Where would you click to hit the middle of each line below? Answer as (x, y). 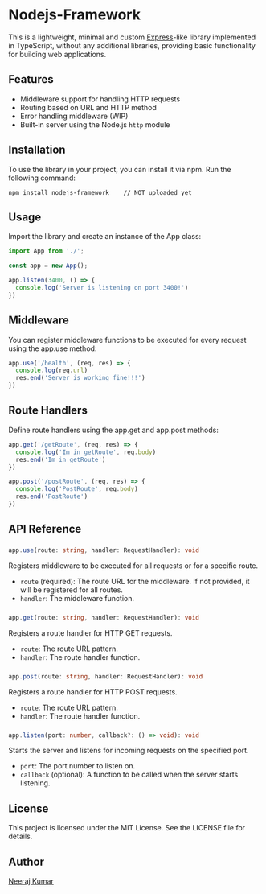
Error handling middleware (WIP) (74, 116)
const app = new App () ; (48, 266)
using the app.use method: (53, 348)
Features (31, 79)
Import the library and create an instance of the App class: (105, 237)
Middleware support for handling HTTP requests (100, 99)
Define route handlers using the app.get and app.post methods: (113, 430)
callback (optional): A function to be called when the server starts (129, 775)
